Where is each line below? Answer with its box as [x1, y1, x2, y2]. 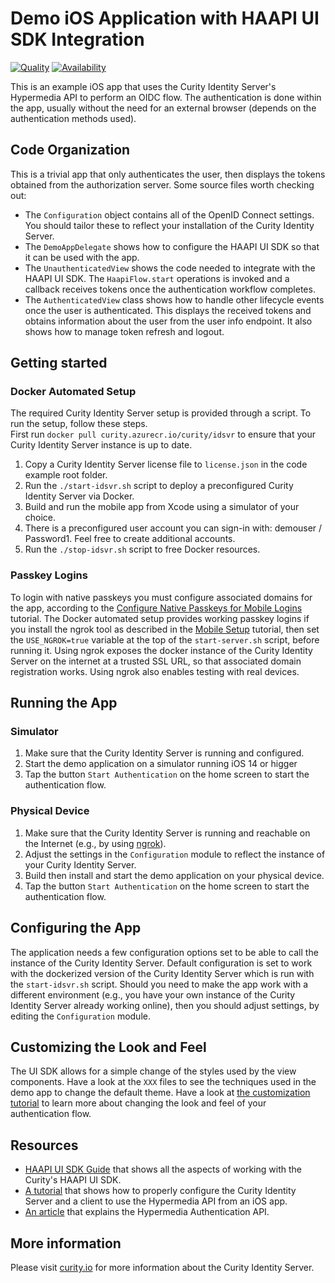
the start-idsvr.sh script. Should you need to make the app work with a [10, 978, 309, 990]
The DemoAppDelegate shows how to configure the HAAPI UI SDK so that [24, 240, 320, 252]
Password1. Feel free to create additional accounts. [24, 533, 236, 545]
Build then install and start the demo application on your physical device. [24, 869, 325, 881]
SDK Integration [10, 28, 145, 51]
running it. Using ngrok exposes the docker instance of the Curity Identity [10, 644, 313, 656]
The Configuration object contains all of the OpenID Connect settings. [24, 208, 315, 221]
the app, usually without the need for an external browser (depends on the [10, 102, 317, 114]
